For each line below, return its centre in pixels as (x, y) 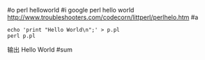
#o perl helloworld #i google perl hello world (71, 10)
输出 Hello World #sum (40, 50)
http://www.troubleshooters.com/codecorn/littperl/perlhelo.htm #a (103, 17)
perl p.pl (22, 36)
